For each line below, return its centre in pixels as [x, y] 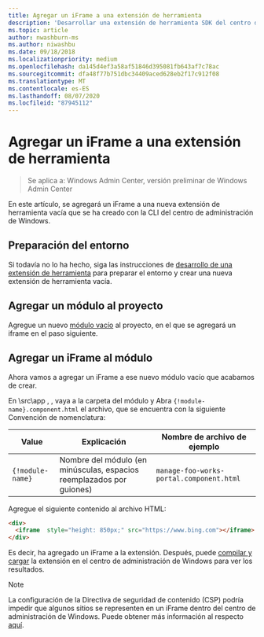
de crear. [23, 385]
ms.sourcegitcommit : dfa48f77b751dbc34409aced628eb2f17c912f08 [114, 74]
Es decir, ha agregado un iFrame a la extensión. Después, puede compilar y [130, 553]
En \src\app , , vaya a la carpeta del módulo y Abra [90, 400]
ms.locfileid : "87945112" [50, 103]
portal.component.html [198, 478]
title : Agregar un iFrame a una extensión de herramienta [105, 15]
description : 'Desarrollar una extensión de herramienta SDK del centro [130, 23]
